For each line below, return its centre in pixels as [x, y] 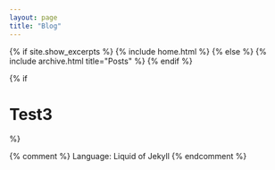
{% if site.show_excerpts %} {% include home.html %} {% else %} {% [138, 51]
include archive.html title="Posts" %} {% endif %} [101, 61]
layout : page [33, 17]
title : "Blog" [36, 26]
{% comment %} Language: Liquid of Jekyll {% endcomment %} [128, 157]
